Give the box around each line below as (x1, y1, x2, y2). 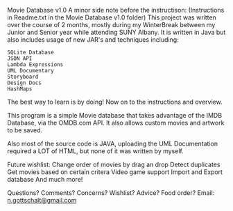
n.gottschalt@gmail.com (7, 196, 77, 204)
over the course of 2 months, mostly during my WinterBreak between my (7, 21, 216, 29)
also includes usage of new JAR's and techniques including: (7, 36, 179, 44)
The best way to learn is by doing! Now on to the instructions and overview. (7, 97, 223, 106)
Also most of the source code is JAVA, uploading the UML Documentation (7, 139, 218, 148)
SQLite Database (7, 49, 54, 56)
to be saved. (7, 126, 43, 134)
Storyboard (7, 73, 39, 80)
